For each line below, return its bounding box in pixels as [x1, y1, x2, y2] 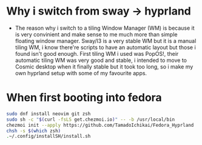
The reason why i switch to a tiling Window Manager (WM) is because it [15, 24, 195, 32]
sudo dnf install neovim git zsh [6, 110, 91, 116]
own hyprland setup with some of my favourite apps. [15, 69, 147, 76]
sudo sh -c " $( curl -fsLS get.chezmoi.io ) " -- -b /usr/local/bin [6, 116, 175, 123]
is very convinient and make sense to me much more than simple [15, 30, 178, 38]
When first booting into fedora [6, 91, 162, 104]
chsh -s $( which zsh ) [6, 127, 61, 134]
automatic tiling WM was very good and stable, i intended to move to [15, 56, 187, 64]
